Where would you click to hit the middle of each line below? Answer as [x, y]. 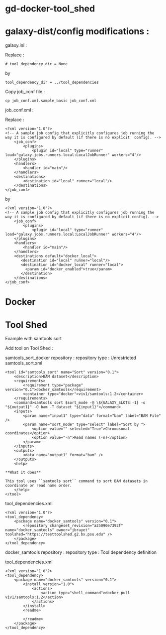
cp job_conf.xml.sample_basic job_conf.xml [51, 101]
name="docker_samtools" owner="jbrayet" [48, 530]
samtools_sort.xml [24, 363]
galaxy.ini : [16, 45]
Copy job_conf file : [25, 92]
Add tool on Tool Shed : [29, 348]
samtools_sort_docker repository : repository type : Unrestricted [71, 358]
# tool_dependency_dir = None [37, 64]
